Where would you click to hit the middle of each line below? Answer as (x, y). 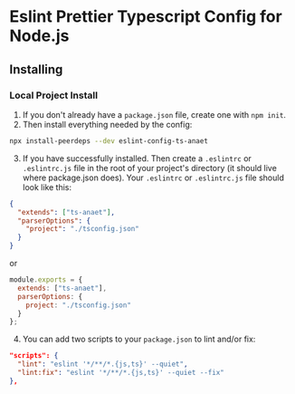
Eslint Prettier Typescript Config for (146, 17)
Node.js (39, 36)
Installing (36, 69)
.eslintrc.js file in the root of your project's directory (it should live (150, 168)
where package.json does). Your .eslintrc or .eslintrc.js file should (153, 178)
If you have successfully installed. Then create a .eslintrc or (137, 158)
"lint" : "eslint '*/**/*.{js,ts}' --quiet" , (103, 364)
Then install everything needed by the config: (107, 124)
